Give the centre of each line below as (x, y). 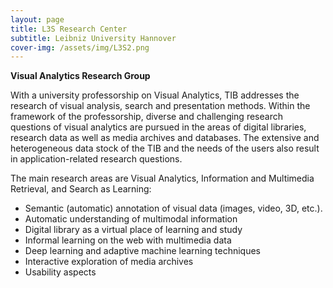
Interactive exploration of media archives (109, 262)
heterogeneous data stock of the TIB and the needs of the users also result (165, 148)
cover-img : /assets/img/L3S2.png (80, 47)
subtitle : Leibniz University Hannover (93, 38)
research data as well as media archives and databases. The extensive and (165, 138)
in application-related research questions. (96, 159)
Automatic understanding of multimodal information (131, 219)
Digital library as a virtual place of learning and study (133, 230)
